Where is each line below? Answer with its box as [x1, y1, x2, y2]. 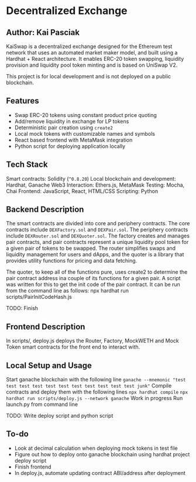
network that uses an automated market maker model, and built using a [6, 49, 178, 56]
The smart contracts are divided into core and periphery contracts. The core [6, 220, 190, 227]
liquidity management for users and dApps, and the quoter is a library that [6, 251, 184, 258]
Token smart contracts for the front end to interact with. [6, 343, 140, 350]
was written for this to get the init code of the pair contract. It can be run [6, 281, 180, 288]
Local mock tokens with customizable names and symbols [14, 130, 155, 137]
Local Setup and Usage [6, 360, 92, 370]
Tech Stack [6, 160, 48, 170]
